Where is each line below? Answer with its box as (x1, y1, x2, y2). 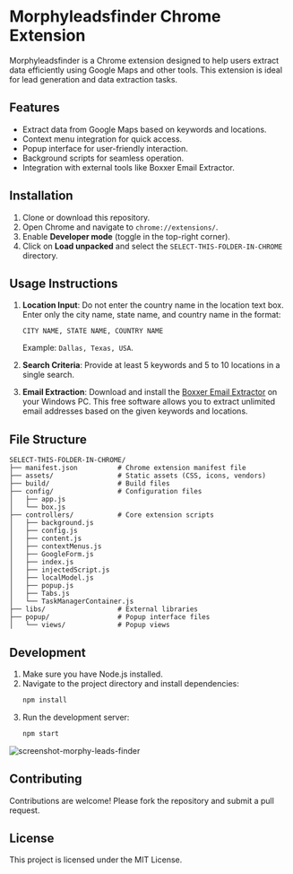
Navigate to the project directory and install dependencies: (22, 678, 239, 688)
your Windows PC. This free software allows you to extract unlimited (22, 397, 276, 407)
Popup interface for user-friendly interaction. (22, 143, 188, 153)
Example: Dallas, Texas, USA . (22, 343, 134, 354)
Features (9, 101, 60, 116)
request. (9, 805, 40, 816)
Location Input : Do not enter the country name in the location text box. (22, 300, 284, 310)
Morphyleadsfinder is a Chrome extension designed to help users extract (9, 55, 280, 66)
